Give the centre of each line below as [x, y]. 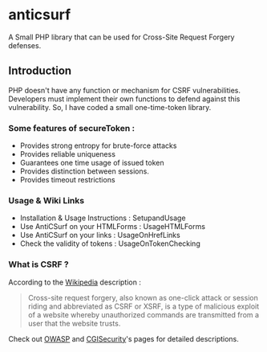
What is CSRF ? [39, 264]
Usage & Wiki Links [47, 200]
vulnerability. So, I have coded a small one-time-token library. [110, 107]
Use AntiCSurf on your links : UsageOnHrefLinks [100, 235]
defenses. [25, 45]
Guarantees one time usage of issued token [92, 163]
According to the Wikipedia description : [75, 282]
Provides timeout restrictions [67, 180]
